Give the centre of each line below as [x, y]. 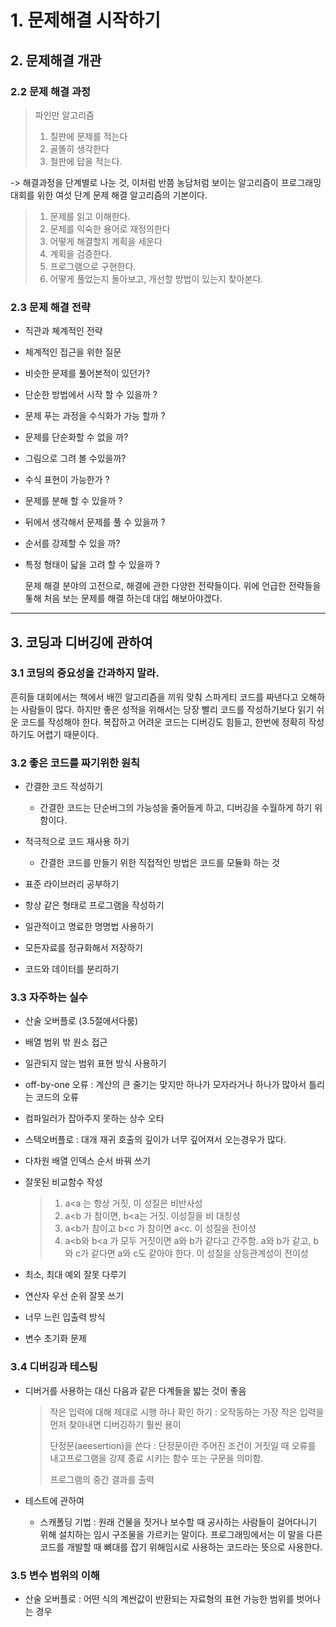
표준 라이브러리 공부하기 [72, 884]
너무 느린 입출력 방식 [65, 1317]
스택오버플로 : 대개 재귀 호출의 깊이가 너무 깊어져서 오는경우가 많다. [155, 1140]
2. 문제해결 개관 [56, 60]
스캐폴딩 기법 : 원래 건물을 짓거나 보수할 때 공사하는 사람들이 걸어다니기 [178, 1522]
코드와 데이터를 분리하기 [72, 969]
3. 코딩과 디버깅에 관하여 [81, 642]
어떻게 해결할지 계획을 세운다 [106, 241]
